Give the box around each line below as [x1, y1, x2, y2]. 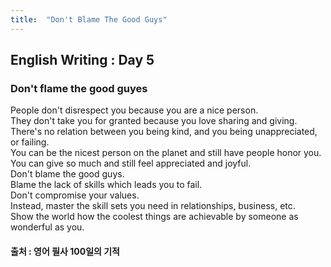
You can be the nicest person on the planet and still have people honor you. [10, 147, 322, 159]
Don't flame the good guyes [10, 81, 148, 95]
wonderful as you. [10, 221, 85, 233]
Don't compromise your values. [10, 189, 140, 201]
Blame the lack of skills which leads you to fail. [10, 179, 203, 191]
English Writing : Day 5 [10, 52, 155, 69]
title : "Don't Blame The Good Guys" [10, 14, 168, 25]
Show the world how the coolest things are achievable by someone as [10, 211, 299, 223]
